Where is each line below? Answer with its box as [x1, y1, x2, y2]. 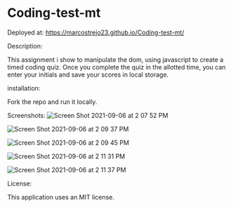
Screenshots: [7, 111, 46, 119]
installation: [7, 84, 41, 92]
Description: [7, 41, 43, 50]
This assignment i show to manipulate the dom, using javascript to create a [7, 55, 224, 64]
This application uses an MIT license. [7, 193, 114, 201]
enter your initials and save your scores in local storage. [7, 70, 169, 79]
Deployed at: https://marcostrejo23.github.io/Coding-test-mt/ [7, 28, 185, 37]
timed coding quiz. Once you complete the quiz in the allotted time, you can [7, 63, 226, 71]
